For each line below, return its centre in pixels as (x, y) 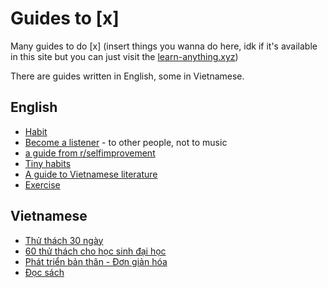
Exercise (42, 184)
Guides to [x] (65, 18)
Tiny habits (48, 163)
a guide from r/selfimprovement (90, 153)
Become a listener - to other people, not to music (126, 142)
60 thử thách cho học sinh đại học (95, 251)
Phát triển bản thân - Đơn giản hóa (96, 261)
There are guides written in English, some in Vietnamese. (127, 76)
